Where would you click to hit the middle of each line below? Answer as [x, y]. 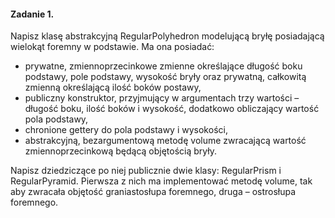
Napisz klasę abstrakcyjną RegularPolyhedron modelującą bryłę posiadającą [167, 36]
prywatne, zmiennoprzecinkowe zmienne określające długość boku [163, 66]
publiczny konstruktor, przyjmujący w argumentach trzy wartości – [162, 98]
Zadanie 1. [32, 14]
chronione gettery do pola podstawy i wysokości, [126, 130]
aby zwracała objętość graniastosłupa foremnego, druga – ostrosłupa [153, 192]
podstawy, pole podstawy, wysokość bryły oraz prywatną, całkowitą [165, 77]
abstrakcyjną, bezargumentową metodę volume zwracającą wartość [165, 141]
